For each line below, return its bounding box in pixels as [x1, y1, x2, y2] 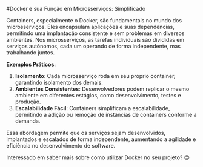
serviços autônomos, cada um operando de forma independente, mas [6, 42, 181, 50]
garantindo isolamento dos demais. [15, 79, 103, 86]
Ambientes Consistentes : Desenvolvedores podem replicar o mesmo [15, 85, 190, 93]
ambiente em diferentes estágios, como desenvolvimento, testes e [15, 92, 181, 99]
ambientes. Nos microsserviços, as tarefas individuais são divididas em [6, 36, 185, 43]
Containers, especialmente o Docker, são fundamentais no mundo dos [6, 17, 182, 24]
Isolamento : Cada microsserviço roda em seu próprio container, [15, 73, 176, 79]
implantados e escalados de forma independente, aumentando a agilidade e [6, 136, 196, 143]
